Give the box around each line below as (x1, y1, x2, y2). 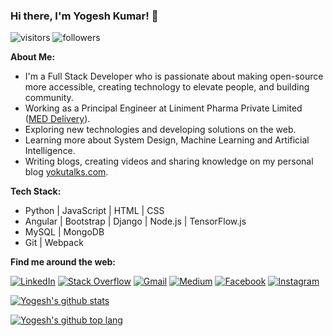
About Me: (10, 51, 56, 63)
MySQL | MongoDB (24, 226, 105, 238)
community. (24, 92, 74, 104)
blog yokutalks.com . (24, 166, 109, 178)
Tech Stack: (10, 185, 62, 198)
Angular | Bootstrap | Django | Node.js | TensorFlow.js (24, 215, 247, 228)
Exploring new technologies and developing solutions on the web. (24, 124, 297, 136)
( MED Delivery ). (24, 113, 91, 125)
